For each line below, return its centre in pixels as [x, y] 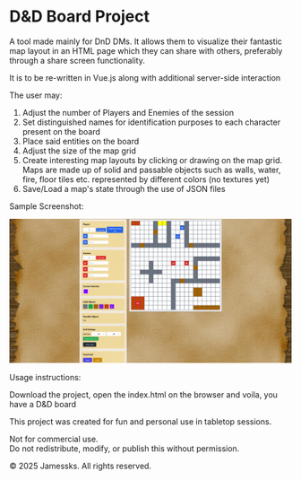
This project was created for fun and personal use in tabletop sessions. [141, 421]
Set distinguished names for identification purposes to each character [151, 122]
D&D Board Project [80, 17]
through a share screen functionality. [77, 60]
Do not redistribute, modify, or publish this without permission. [125, 448]
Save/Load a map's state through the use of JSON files [124, 188]
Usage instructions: [45, 377]
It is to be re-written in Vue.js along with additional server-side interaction [145, 77]
